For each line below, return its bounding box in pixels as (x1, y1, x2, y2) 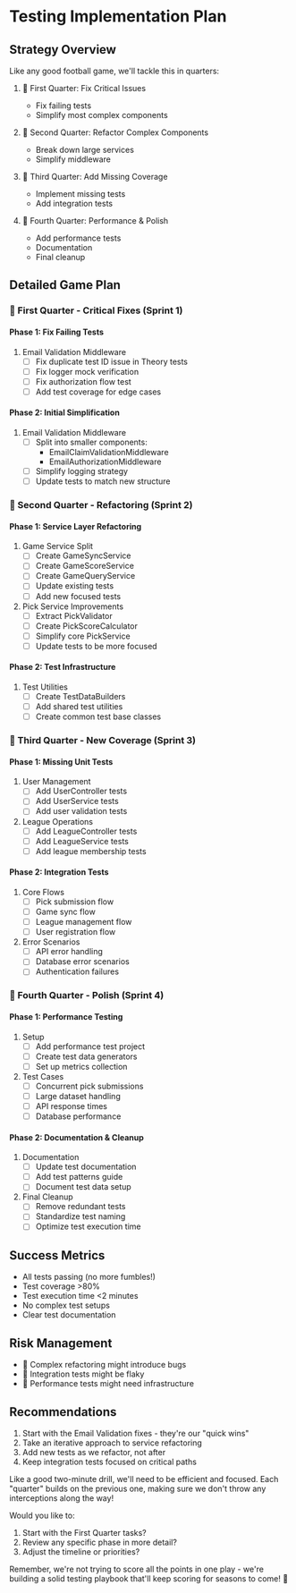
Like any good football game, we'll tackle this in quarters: (9, 65, 220, 76)
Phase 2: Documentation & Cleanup (9, 1131, 145, 1142)
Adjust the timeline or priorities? (21, 1546, 140, 1557)
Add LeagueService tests (35, 835, 130, 846)
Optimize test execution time (35, 1221, 141, 1232)
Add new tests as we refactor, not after (21, 1446, 166, 1457)
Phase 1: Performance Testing (9, 1011, 123, 1021)
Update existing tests (35, 580, 114, 591)
